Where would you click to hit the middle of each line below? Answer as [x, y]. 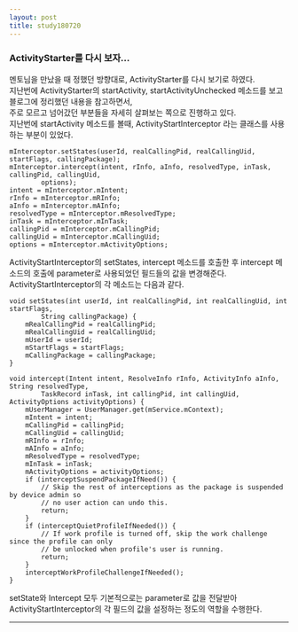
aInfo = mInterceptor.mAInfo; [65, 206]
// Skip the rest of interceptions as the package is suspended [162, 487]
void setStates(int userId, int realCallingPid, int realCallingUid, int [149, 301]
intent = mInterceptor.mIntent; [69, 190]
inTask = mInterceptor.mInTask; [69, 221]
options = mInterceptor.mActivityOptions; [89, 245]
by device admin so [45, 495]
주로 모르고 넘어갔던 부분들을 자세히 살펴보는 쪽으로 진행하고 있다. [123, 113]
